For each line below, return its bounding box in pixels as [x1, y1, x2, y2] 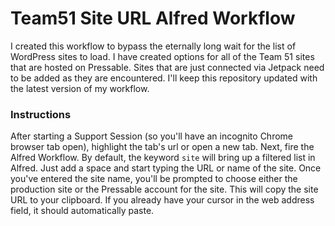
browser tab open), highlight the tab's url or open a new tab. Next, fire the [10, 141, 315, 153]
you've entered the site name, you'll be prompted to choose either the [10, 173, 298, 185]
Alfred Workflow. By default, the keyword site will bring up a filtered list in [10, 152, 316, 164]
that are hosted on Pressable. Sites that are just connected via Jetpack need [10, 61, 325, 73]
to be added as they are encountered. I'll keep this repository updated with [10, 72, 318, 84]
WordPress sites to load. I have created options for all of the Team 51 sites [10, 50, 315, 62]
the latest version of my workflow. [10, 82, 150, 94]
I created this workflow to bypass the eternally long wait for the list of [10, 40, 297, 52]
